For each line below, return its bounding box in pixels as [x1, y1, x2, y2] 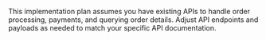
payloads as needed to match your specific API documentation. [8, 24, 217, 32]
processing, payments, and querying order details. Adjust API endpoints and [8, 15, 259, 24]
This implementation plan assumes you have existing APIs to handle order [8, 7, 251, 16]
